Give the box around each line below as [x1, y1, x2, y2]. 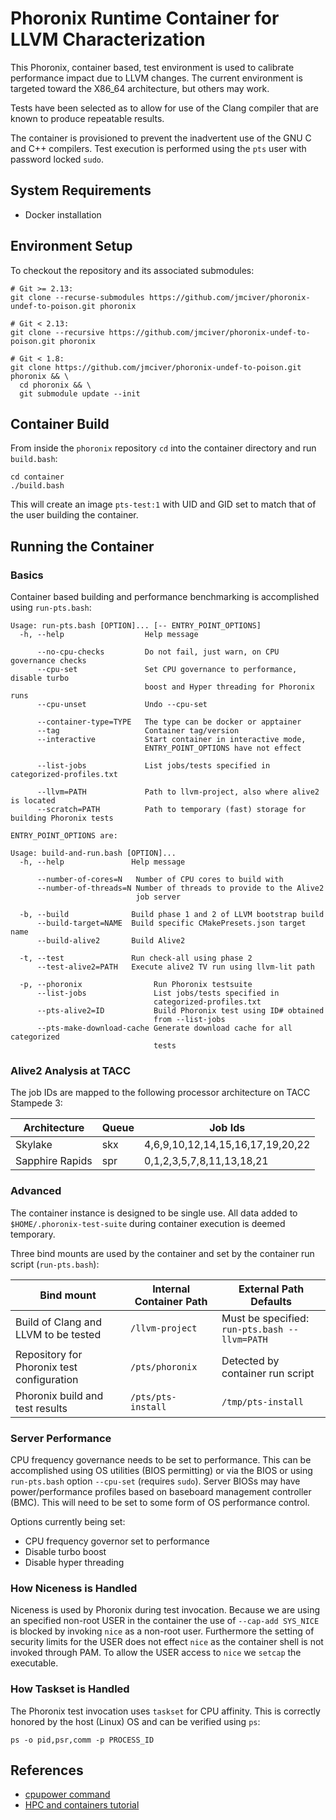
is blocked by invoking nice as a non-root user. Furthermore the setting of [10, 1625, 315, 1637]
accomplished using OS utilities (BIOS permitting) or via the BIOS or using [10, 1464, 313, 1476]
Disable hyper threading [24, 1556, 125, 1568]
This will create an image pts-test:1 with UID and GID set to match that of [10, 498, 317, 511]
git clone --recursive [10, 327, 105, 337]
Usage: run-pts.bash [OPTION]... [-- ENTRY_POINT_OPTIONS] [10, 621, 262, 631]
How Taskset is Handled [10, 1682, 130, 1696]
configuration [15, 1372, 79, 1386]
